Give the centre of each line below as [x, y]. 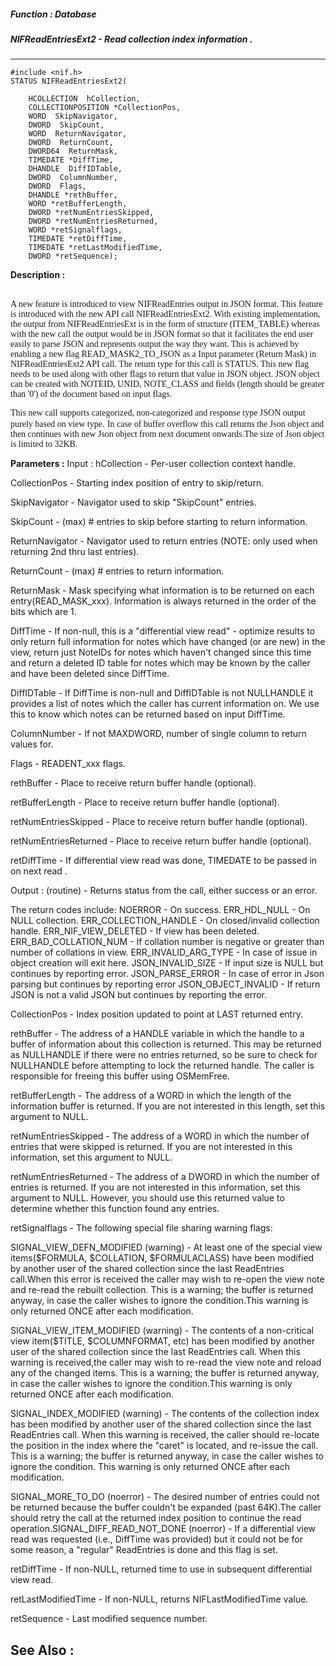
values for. [32, 744]
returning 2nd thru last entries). [75, 552]
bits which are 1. [43, 612]
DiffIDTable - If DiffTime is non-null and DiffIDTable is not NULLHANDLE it [162, 693]
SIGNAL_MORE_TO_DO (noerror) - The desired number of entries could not [165, 1497]
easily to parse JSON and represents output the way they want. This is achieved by [155, 344]
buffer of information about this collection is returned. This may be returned [166, 1044]
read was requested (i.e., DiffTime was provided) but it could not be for [156, 1539]
